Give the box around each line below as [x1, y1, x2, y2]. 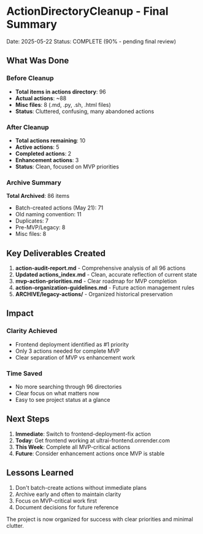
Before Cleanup [6, 74, 54, 82]
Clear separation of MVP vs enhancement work [15, 353, 136, 361]
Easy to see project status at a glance [15, 396, 110, 404]
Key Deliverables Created [6, 248, 106, 259]
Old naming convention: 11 [15, 211, 82, 218]
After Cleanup [6, 123, 49, 132]
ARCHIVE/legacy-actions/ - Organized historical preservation [15, 291, 173, 298]
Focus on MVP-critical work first [15, 497, 97, 505]
